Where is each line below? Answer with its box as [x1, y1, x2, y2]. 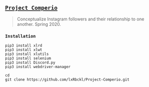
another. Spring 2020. [17, 21, 61, 27]
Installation [5, 33, 36, 39]
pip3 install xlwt [5, 48, 42, 52]
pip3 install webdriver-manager [5, 65, 71, 70]
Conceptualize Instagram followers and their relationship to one [17, 16, 145, 22]
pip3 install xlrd [5, 43, 42, 48]
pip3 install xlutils [5, 52, 49, 57]
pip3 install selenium [5, 56, 51, 61]
